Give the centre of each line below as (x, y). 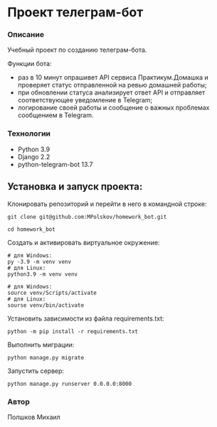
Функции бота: (30, 64)
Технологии (29, 134)
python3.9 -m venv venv (43, 274)
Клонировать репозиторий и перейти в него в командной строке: (107, 204)
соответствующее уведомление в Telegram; (85, 100)
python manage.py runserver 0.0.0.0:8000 (70, 384)
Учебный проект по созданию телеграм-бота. (77, 50)
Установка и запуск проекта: (75, 187)
